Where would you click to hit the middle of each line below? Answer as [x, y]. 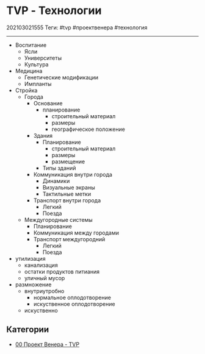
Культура [36, 64]
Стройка [26, 90]
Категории [28, 330]
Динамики [56, 181]
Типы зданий [59, 168]
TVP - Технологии [54, 11]
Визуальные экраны [69, 187]
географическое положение [88, 129]
